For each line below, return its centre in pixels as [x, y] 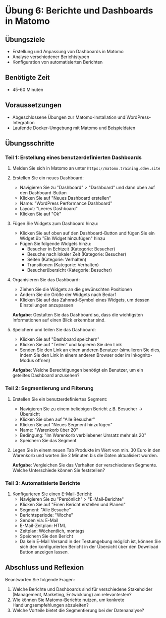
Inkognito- [142, 355]
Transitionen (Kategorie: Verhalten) [63, 265]
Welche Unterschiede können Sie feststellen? [58, 470]
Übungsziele [25, 39]
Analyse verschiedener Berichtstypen [51, 57]
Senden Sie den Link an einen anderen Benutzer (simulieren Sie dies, [90, 350]
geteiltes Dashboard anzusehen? [46, 376]
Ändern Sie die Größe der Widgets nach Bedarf [68, 295]
